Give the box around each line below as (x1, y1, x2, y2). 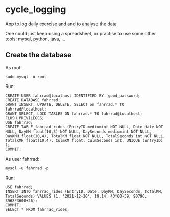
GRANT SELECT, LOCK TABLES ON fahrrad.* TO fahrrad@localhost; (5, 111, 143, 116)
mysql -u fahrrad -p (5, 165, 50, 171)
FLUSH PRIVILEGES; (5, 115, 44, 121)
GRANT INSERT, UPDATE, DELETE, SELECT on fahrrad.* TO (5, 102, 125, 107)
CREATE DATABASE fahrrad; (5, 97, 60, 103)
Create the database (5, 51, 72, 59)
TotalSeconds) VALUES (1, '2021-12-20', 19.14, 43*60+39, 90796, (5, 193, 147, 199)
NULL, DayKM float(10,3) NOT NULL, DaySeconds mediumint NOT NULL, (5, 129, 152, 134)
